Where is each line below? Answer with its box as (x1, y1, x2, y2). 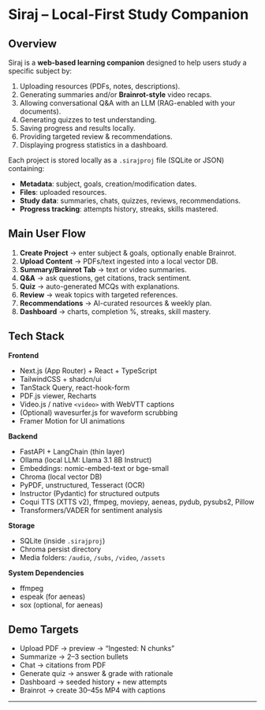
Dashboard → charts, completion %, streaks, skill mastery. (19, 306, 211, 316)
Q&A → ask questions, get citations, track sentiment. (19, 273, 192, 282)
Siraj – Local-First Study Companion (8, 6, 249, 24)
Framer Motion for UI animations (19, 416, 125, 425)
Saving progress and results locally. (19, 124, 136, 133)
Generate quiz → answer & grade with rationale (19, 669, 174, 678)
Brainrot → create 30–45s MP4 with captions (19, 686, 166, 695)
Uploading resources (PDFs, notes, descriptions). (19, 81, 181, 91)
